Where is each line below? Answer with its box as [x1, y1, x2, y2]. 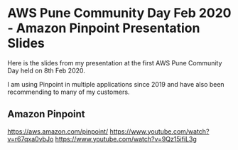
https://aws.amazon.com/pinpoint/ [7, 127, 109, 136]
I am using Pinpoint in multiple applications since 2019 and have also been [7, 80, 225, 88]
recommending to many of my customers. [7, 87, 130, 96]
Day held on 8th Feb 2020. [7, 66, 85, 75]
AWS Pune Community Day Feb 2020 [7, 5, 232, 21]
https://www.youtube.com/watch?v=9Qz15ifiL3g [55, 134, 197, 143]
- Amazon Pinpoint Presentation [7, 20, 200, 36]
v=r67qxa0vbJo [7, 134, 54, 143]
